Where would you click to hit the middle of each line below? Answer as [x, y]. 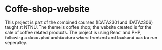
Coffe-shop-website [47, 9]
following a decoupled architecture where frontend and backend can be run [81, 37]
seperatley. [16, 42]
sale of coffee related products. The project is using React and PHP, [73, 32]
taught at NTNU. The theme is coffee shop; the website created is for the [78, 27]
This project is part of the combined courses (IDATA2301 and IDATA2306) [79, 22]
